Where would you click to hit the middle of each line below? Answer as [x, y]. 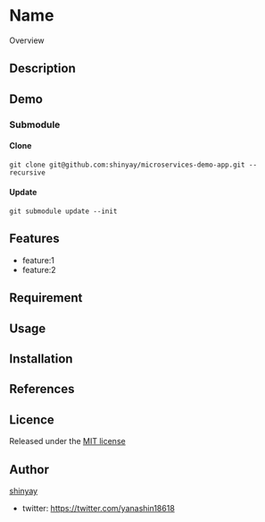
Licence [32, 419]
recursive [28, 172]
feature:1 [38, 260]
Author [29, 470]
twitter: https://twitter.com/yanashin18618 [99, 509]
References [42, 389]
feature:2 [39, 270]
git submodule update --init [63, 211]
